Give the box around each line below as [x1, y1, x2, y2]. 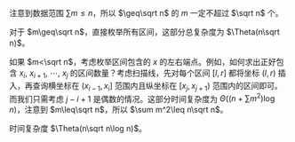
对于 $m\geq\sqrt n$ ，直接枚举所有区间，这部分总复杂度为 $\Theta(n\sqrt [9, 27, 280, 37]
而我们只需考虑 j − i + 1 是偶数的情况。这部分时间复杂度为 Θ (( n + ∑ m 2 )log [9, 91, 275, 104]
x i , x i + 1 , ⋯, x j [19, 67, 68, 80]
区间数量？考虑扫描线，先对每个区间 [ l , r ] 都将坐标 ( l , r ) [77, 67, 276, 78]
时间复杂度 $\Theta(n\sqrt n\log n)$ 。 [9, 123, 147, 134]
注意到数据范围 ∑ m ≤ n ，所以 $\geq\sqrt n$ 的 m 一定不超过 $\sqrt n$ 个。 [9, 8, 283, 18]
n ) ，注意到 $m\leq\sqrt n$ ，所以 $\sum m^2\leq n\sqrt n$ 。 [9, 105, 228, 115]
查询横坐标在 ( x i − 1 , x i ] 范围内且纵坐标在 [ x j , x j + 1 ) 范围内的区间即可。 [32, 80, 283, 93]
